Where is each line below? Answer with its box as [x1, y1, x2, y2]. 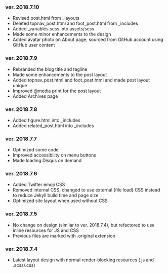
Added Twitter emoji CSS [12, 181, 65, 188]
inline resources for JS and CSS [12, 227, 79, 233]
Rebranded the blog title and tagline [12, 66, 88, 72]
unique [12, 82, 27, 88]
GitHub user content [12, 42, 55, 48]
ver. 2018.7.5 [5, 210, 37, 217]
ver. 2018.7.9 [5, 55, 37, 62]
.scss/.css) [12, 262, 35, 268]
